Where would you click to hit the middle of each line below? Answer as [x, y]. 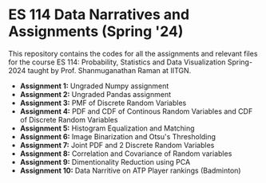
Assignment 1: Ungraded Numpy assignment [94, 86]
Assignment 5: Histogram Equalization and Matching [107, 128]
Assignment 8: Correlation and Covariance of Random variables [126, 154]
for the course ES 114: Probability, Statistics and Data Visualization [117, 62]
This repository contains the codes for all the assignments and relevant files [133, 53]
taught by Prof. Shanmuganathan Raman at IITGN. [109, 70]
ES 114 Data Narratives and [99, 15]
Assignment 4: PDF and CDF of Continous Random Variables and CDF [136, 111]
